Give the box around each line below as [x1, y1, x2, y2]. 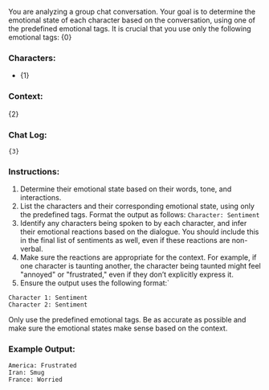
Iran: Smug [8, 369, 45, 377]
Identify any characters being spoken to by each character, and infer [19, 219, 247, 228]
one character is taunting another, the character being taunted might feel [19, 261, 261, 271]
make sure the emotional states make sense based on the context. [8, 323, 228, 333]
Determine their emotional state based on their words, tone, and [19, 184, 232, 194]
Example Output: [8, 343, 75, 355]
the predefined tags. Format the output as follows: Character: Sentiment [19, 210, 260, 220]
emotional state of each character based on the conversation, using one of [8, 15, 255, 25]
